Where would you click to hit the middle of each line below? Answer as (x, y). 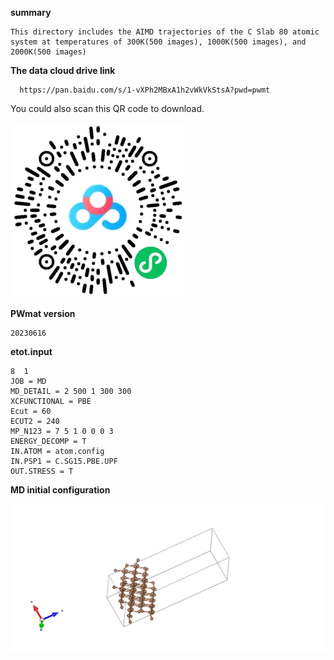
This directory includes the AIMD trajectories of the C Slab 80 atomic (165, 32)
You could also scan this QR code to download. (107, 108)
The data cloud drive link (63, 70)
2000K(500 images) (48, 52)
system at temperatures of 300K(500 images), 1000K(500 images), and (158, 42)
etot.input (31, 351)
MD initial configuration (60, 490)
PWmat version (43, 313)
